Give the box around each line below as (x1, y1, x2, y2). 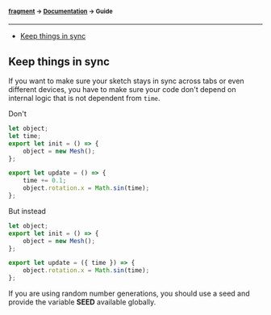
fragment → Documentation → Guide (8, 7, 113, 15)
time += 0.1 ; (23, 177, 67, 185)
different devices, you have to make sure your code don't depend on (8, 85, 236, 94)
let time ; (8, 132, 42, 140)
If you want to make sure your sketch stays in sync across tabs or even (8, 76, 244, 86)
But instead (8, 206, 47, 216)
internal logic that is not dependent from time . (8, 94, 161, 103)
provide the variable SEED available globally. (8, 297, 156, 307)
